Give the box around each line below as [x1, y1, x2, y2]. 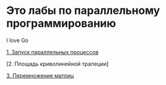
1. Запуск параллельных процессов [6, 48, 99, 55]
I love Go [6, 36, 29, 44]
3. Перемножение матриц [6, 72, 74, 79]
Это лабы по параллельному [6, 4, 160, 18]
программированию [6, 16, 117, 30]
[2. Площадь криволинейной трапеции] [6, 60, 109, 67]
